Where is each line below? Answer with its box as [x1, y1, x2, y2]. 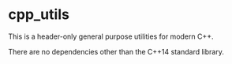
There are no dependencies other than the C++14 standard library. [8, 47, 225, 56]
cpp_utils [8, 6, 69, 24]
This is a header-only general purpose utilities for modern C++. [8, 32, 214, 41]
